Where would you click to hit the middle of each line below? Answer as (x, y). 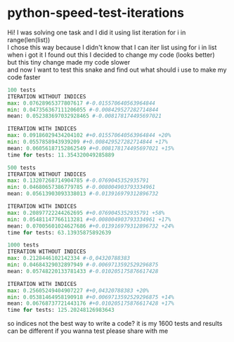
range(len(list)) (29, 39)
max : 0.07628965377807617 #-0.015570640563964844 (82, 103)
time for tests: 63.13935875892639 (59, 232)
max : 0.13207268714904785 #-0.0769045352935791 (78, 180)
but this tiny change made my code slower (69, 62)
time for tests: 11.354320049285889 (61, 155)
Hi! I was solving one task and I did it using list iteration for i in (97, 32)
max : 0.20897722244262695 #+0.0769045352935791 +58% (86, 213)
